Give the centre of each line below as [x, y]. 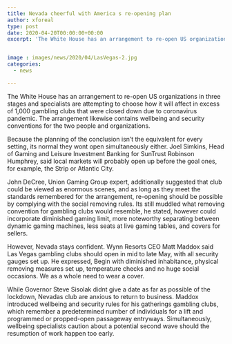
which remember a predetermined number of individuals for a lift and [105, 311]
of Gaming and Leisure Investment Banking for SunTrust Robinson [101, 153]
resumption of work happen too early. [61, 333]
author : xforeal [30, 20]
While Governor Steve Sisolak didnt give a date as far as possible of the [109, 289]
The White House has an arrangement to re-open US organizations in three [114, 96]
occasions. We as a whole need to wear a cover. [76, 276]
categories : [24, 64]
